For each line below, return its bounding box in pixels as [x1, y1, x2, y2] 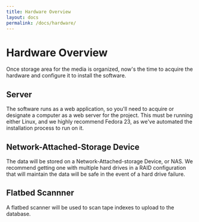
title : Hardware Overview [6, 8, 71, 15]
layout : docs [6, 14, 39, 20]
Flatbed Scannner [6, 188, 74, 198]
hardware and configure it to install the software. [6, 72, 126, 79]
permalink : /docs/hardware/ [6, 20, 77, 26]
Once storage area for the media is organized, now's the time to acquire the [6, 65, 193, 73]
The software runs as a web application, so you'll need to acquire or [6, 106, 174, 113]
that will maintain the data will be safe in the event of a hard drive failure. [6, 170, 186, 178]
